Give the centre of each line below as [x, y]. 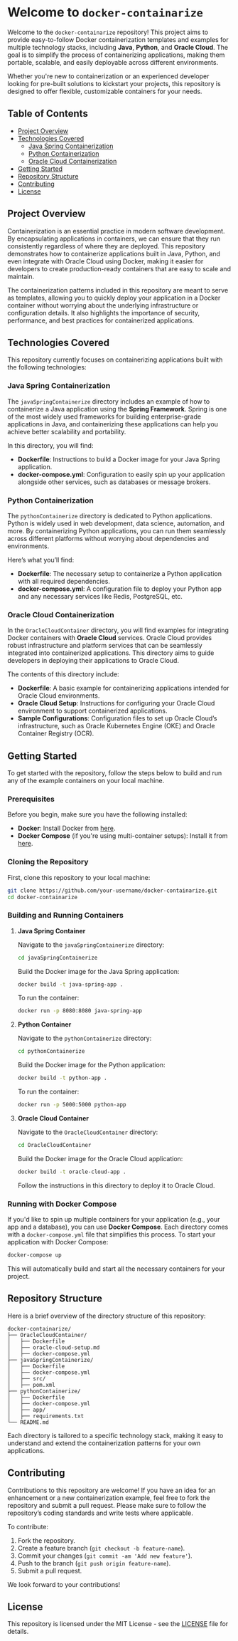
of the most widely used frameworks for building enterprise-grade [104, 416]
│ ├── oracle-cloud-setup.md [54, 1347]
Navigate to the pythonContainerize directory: [85, 1038]
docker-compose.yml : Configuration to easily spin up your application [121, 474]
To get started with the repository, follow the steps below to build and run [115, 773]
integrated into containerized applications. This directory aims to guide [111, 653]
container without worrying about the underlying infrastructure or [103, 305]
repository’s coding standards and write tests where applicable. [100, 1513]
